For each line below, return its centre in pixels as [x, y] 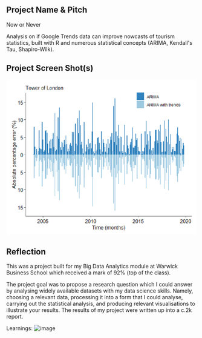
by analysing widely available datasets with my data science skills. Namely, [100, 291]
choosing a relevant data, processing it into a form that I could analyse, [95, 297]
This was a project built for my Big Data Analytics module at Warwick [92, 267]
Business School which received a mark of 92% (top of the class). [89, 273]
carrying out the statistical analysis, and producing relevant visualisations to [101, 304]
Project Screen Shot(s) [50, 68]
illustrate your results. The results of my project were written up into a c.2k [99, 310]
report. [15, 317]
